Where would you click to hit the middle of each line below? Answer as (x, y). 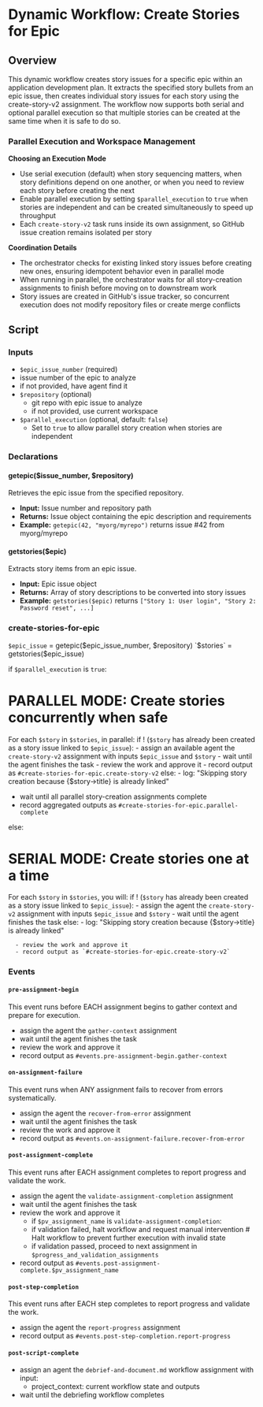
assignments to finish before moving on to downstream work (118, 288)
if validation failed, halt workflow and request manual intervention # (141, 1230)
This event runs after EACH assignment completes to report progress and (127, 1172)
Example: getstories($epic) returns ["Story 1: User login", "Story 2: (138, 601)
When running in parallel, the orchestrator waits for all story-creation (131, 280)
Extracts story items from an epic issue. (72, 569)
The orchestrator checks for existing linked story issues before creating (135, 263)
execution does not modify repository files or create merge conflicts (130, 305)
